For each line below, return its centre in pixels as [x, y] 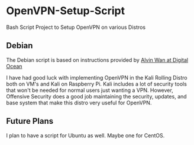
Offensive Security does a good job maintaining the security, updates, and [97, 96]
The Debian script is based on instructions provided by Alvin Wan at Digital [97, 60]
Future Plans [30, 121]
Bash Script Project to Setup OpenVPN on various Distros [76, 27]
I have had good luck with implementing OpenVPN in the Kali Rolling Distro [97, 77]
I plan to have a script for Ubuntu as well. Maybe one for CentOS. [85, 135]
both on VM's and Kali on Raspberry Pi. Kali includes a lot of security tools [97, 84]
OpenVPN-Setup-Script [66, 11]
